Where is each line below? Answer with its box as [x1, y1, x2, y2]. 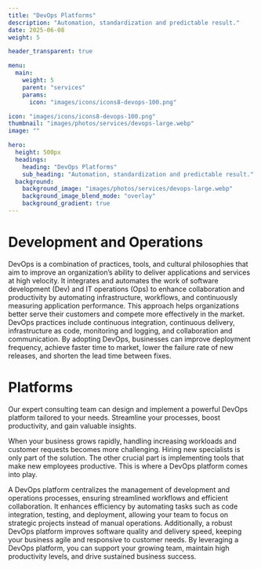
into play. [8, 469, 38, 479]
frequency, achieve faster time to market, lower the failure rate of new [8, 342, 234, 352]
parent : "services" [22, 83, 86, 91]
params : [22, 91, 47, 99]
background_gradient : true [22, 199, 111, 208]
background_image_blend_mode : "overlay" [22, 192, 156, 200]
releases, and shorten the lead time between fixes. [8, 351, 172, 360]
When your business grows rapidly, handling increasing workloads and [8, 436, 237, 446]
